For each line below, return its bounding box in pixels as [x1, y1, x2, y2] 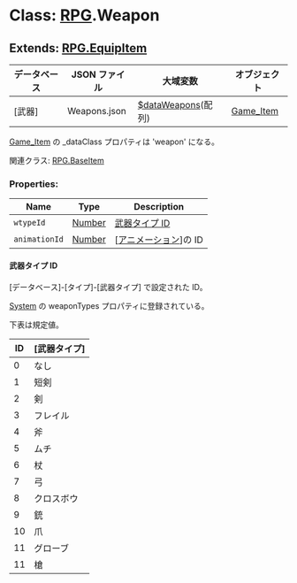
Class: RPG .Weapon [9, 5, 160, 26]
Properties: [9, 178, 59, 190]
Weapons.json [67, 105, 126, 117]
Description [133, 201, 184, 213]
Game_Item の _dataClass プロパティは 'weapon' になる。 [9, 136, 219, 147]
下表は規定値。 [9, 319, 64, 330]
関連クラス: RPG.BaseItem [9, 156, 104, 165]
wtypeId [13, 218, 46, 228]
